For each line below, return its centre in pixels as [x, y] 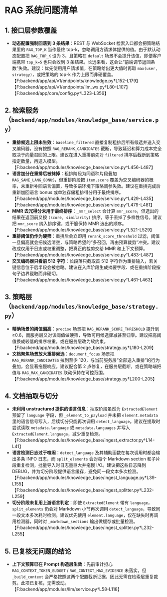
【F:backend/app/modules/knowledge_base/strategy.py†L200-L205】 [84, 378]
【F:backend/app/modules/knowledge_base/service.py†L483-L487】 [83, 254]
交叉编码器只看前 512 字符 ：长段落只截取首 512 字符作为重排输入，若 [83, 261]
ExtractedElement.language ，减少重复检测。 [57, 434]
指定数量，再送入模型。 [36, 161]
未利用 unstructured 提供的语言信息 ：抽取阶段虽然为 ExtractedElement [85, 409]
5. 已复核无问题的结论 [38, 551]
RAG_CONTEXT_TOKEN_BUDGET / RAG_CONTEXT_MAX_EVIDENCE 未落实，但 [79, 570]
